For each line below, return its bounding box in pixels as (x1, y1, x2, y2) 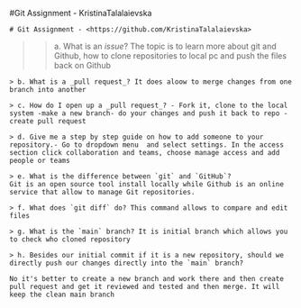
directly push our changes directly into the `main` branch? (9, 258, 244, 267)
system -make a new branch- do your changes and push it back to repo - (9, 109, 288, 118)
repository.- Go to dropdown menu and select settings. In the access (9, 140, 284, 149)
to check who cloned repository (9, 235, 131, 244)
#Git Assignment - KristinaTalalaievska (9, 8, 152, 18)
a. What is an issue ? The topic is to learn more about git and (53, 41, 277, 51)
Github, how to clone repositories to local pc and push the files (53, 50, 287, 61)
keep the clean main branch (9, 290, 115, 299)
